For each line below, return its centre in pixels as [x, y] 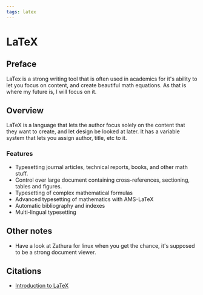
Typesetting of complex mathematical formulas [74, 193]
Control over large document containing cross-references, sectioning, [102, 180]
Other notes [29, 231]
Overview [25, 111]
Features [20, 154]
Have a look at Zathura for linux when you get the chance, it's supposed [105, 245]
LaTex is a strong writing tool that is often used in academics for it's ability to [102, 79]
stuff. [22, 173]
